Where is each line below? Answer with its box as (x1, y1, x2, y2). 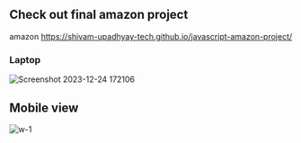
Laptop (9, 53, 41, 66)
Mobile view (9, 100, 79, 115)
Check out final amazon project (9, 7, 189, 22)
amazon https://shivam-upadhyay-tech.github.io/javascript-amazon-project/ (9, 31, 293, 41)
